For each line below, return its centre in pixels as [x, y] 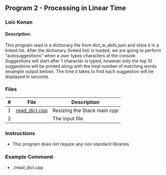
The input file [68, 118]
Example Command [29, 157]
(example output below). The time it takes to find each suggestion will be [79, 71]
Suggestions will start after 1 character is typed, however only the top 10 [79, 61]
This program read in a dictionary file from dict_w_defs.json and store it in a [82, 45]
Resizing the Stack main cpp [85, 110]
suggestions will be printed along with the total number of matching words [81, 66]
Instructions [20, 133]
